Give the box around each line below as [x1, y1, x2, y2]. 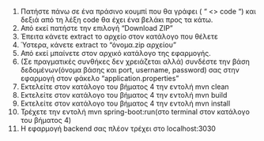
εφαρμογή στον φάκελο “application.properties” [20, 74, 179, 83]
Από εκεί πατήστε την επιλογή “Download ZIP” [20, 24, 173, 32]
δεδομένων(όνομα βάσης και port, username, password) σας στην [20, 65, 239, 74]
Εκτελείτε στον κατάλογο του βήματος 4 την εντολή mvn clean [20, 82, 229, 91]
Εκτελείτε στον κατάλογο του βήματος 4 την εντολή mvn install [20, 98, 231, 108]
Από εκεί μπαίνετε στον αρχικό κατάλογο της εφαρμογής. [20, 49, 212, 58]
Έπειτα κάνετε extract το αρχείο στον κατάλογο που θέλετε [20, 32, 218, 41]
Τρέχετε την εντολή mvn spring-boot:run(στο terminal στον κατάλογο [20, 107, 250, 117]
